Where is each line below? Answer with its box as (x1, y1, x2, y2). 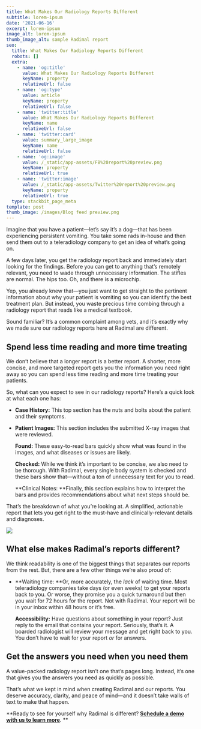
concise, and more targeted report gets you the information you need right (6, 364, 190, 371)
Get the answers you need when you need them (6, 652, 188, 662)
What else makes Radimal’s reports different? (6, 544, 180, 555)
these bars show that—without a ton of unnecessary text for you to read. (14, 473, 195, 480)
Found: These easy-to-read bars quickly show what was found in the (14, 442, 187, 450)
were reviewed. (14, 430, 53, 438)
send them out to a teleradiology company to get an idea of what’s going (6, 239, 186, 246)
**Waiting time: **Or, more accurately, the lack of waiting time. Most (14, 578, 187, 585)
